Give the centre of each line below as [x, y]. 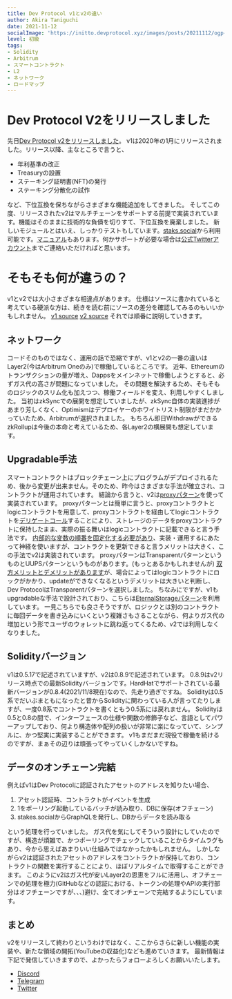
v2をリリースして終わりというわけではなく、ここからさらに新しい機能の [110, 942]
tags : [15, 46]
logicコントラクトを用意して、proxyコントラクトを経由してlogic [98, 512]
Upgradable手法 [42, 459]
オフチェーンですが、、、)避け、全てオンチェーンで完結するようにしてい [118, 892]
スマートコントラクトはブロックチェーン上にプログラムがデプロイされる [110, 477]
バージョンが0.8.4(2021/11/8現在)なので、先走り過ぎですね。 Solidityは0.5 [118, 692]
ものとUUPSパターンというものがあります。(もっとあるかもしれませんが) [111, 563]
